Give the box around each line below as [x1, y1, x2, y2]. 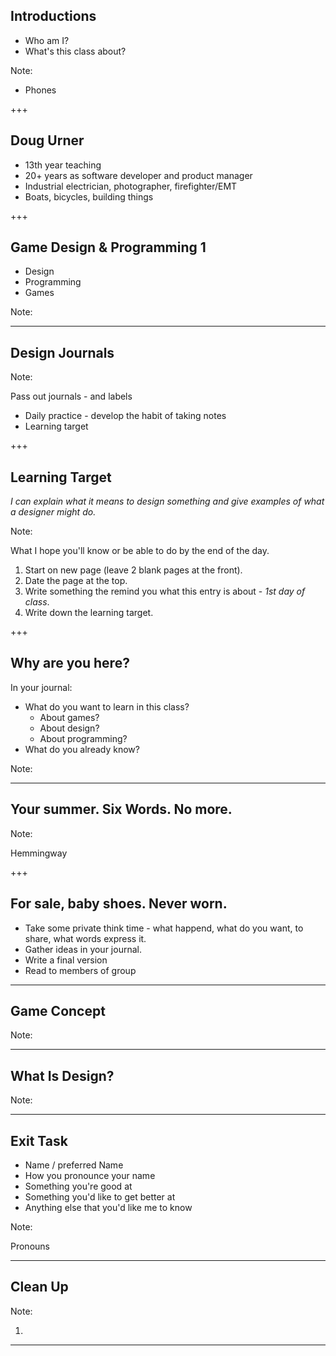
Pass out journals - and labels [10, 390, 133, 403]
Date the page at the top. [24, 575, 128, 587]
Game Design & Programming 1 [10, 239, 207, 256]
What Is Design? [10, 1067, 115, 1084]
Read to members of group [24, 964, 137, 976]
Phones [24, 84, 57, 96]
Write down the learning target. [24, 607, 154, 619]
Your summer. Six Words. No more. [10, 801, 233, 818]
